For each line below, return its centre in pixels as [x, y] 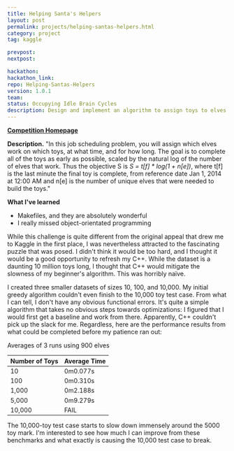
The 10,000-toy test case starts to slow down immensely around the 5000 [114, 425]
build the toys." [29, 188]
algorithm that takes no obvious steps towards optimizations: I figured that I [116, 309]
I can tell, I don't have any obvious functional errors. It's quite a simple [108, 302]
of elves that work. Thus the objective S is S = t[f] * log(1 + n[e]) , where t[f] [115, 166]
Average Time [85, 361]
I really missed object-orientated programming [84, 223]
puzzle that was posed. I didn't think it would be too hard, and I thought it [112, 251]
